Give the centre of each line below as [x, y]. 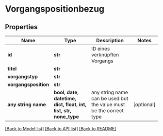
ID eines [101, 49]
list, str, [63, 110]
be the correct [107, 110]
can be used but [110, 98]
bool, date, [66, 92]
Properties [21, 27]
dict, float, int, [70, 104]
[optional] [144, 104]
